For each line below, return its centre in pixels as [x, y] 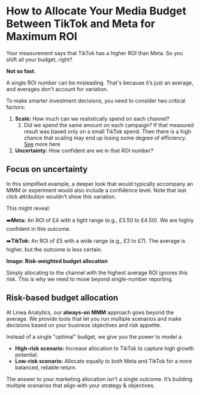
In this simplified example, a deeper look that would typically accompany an [100, 183]
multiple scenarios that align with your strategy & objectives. [81, 385]
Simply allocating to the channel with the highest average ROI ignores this [97, 272]
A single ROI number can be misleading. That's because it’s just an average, [100, 83]
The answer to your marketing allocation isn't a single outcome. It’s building [99, 379]
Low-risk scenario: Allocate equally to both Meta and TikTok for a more [104, 361]
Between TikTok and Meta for [81, 24]
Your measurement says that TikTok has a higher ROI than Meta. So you [95, 53]
